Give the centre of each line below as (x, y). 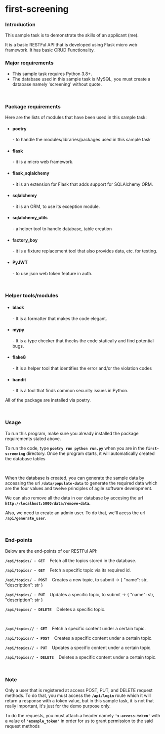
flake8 (19, 357)
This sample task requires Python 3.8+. (52, 74)
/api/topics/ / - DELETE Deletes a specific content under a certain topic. (81, 657)
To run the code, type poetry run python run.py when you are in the (75, 448)
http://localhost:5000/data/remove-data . (48, 503)
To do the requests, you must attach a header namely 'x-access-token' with (83, 716)
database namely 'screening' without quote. (57, 84)
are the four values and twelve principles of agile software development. (79, 488)
